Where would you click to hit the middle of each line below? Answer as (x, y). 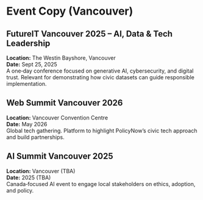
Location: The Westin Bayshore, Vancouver (61, 58)
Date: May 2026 (27, 124)
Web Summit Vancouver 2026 (65, 103)
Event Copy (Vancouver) (70, 11)
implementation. (27, 84)
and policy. (20, 190)
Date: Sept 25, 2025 (32, 64)
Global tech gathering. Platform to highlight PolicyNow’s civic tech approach (102, 130)
